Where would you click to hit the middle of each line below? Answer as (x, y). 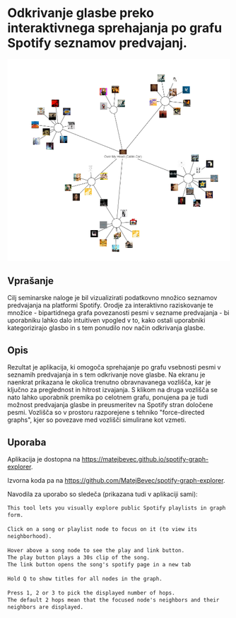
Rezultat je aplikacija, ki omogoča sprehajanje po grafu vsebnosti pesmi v (114, 367)
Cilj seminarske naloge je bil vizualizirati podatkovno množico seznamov (112, 298)
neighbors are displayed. (45, 607)
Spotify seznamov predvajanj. (97, 43)
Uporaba (27, 442)
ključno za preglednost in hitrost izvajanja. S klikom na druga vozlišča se (112, 390)
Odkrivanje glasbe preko (81, 13)
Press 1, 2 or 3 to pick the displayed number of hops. (91, 593)
